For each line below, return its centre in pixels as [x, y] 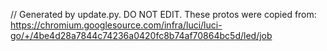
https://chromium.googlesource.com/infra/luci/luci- [116, 25]
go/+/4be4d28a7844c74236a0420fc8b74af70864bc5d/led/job [141, 35]
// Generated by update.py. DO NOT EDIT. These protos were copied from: [163, 14]
